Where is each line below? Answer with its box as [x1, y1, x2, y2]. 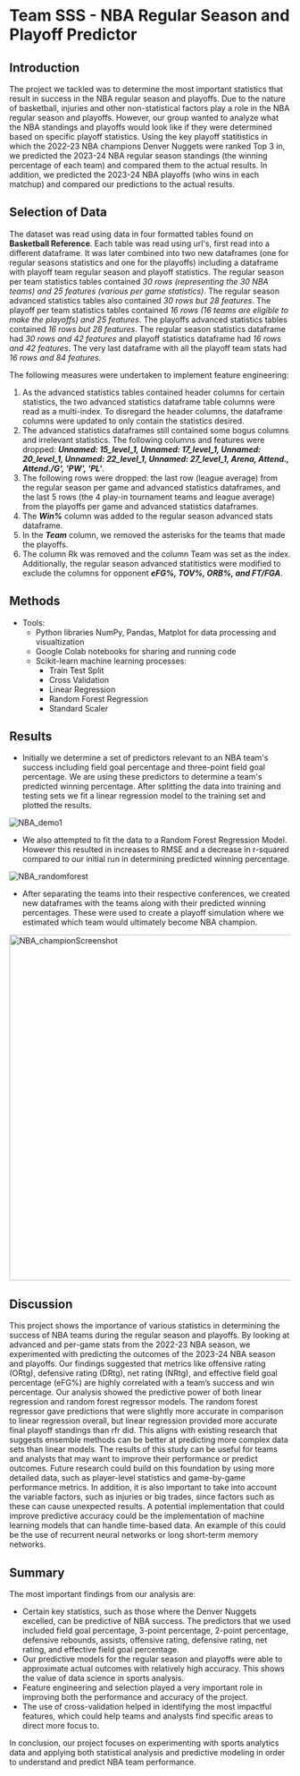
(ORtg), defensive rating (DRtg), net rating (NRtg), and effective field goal [9, 1368, 279, 1379]
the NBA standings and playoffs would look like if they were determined [9, 122, 272, 132]
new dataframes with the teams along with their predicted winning [21, 898, 266, 909]
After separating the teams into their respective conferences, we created [21, 888, 290, 900]
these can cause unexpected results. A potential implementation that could [9, 1501, 285, 1512]
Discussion [9, 1296, 73, 1311]
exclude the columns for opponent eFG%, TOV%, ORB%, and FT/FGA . [21, 568, 283, 578]
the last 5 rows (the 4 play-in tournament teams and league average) [21, 491, 275, 502]
